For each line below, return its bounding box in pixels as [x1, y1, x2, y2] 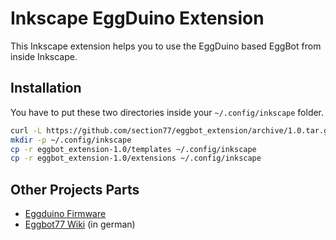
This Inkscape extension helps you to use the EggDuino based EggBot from [10, 40, 322, 52]
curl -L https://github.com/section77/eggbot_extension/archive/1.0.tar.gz [10, 125, 333, 136]
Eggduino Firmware [24, 208, 107, 220]
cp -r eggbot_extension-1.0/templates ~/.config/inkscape [10, 144, 257, 154]
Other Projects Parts [10, 181, 140, 198]
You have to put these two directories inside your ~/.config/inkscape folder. [10, 106, 325, 118]
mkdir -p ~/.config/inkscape [10, 135, 132, 145]
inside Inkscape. [10, 50, 78, 62]
